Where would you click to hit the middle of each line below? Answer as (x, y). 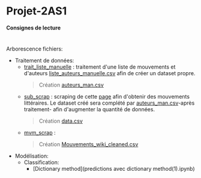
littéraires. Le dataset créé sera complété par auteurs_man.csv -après (109, 103)
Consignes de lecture (34, 28)
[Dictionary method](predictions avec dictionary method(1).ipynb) (114, 169)
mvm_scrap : (40, 133)
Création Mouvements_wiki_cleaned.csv (88, 144)
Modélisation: (32, 156)
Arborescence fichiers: (34, 49)
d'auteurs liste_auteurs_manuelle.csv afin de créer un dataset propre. (109, 73)
